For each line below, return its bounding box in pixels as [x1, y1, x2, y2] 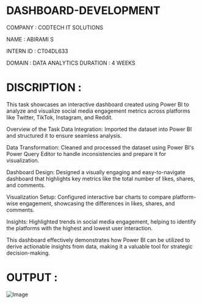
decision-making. [6, 249, 51, 256]
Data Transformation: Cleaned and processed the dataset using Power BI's [6, 144, 194, 151]
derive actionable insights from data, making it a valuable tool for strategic [6, 242, 193, 250]
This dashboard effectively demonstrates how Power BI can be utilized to [6, 236, 190, 244]
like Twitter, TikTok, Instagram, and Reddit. [6, 113, 113, 121]
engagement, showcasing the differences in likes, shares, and [19, 199, 175, 207]
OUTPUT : [6, 270, 58, 285]
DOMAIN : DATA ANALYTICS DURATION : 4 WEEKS [6, 59, 135, 66]
